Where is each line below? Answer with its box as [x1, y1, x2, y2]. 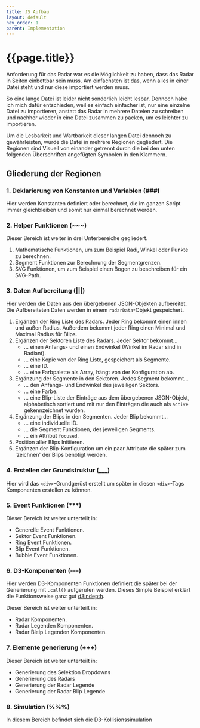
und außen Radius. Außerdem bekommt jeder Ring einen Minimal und [14, 324, 186, 331]
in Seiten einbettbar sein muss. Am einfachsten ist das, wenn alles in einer [6, 77, 189, 84]
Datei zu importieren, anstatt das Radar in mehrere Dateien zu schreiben [6, 108, 184, 115]
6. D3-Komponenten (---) [6, 566, 82, 575]
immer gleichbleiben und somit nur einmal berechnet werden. [6, 206, 158, 213]
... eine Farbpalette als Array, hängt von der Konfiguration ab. [23, 368, 174, 376]
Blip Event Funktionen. [14, 545, 70, 552]
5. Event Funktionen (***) [6, 501, 82, 509]
